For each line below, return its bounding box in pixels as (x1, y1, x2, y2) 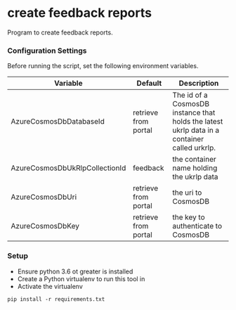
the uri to (172, 188, 202, 198)
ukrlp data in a (172, 125, 220, 135)
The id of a (172, 90, 209, 100)
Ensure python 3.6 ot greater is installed (17, 267, 133, 276)
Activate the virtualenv (17, 282, 83, 290)
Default (136, 79, 162, 89)
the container (172, 155, 216, 164)
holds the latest (172, 117, 223, 127)
